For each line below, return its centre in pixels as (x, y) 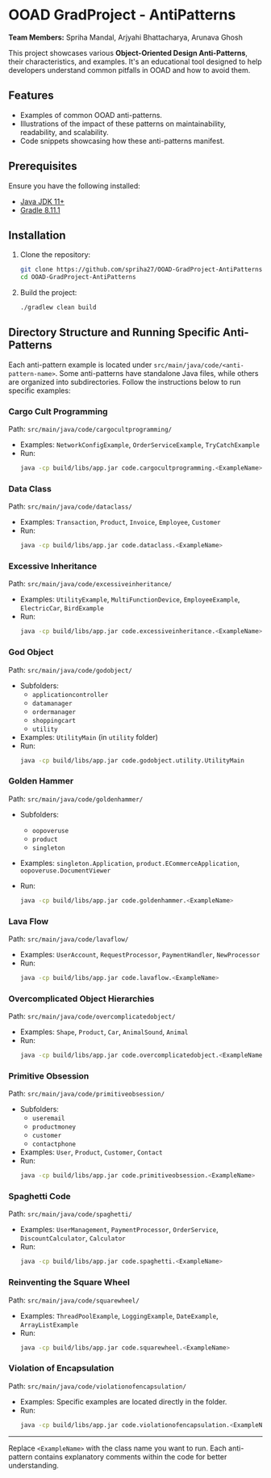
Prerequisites (43, 166)
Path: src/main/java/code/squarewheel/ (74, 1300)
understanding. (33, 1465)
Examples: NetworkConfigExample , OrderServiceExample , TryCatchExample (140, 445)
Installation (37, 235)
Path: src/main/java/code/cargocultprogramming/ (90, 429)
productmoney (54, 1127)
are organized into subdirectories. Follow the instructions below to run (125, 382)
